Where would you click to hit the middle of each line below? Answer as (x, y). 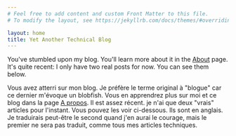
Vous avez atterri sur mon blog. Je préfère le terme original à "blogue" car (114, 88)
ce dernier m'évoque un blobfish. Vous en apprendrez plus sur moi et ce (112, 95)
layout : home (26, 33)
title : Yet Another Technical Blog (59, 39)
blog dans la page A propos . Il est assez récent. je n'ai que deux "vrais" (111, 103)
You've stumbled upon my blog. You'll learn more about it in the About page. (118, 60)
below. (17, 74)
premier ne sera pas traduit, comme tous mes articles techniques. (103, 125)
